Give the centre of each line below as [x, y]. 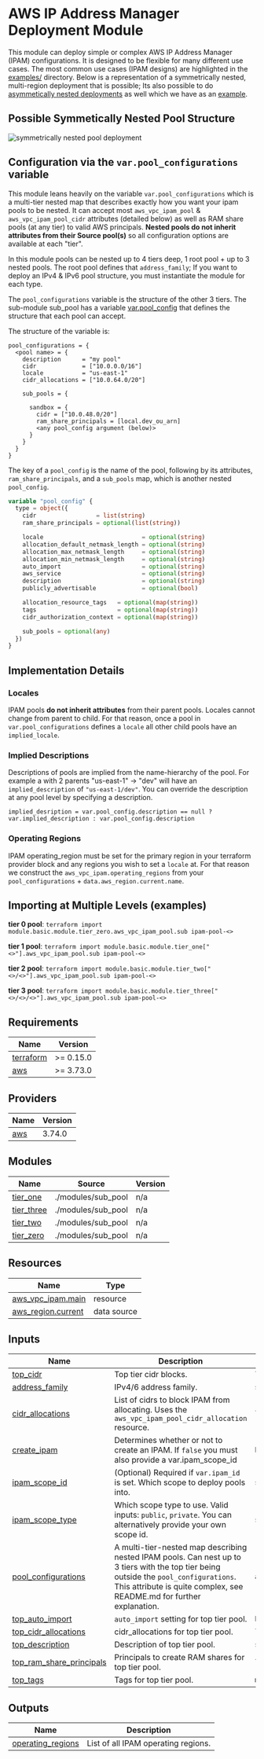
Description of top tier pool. [165, 1645]
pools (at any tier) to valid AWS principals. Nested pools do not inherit [122, 227]
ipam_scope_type [44, 1520]
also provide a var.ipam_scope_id [176, 1460]
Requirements [43, 1022]
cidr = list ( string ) [84, 516]
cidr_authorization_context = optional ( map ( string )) [110, 617]
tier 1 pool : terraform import [54, 946]
